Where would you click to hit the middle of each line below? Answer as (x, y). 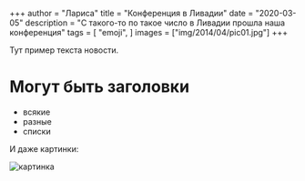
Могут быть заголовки (99, 87)
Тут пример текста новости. (64, 50)
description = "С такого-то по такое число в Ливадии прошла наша (155, 23)
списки (37, 131)
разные (37, 121)
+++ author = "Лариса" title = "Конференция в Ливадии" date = (132, 13)
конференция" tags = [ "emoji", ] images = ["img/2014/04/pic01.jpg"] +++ (149, 32)
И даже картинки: (44, 148)
